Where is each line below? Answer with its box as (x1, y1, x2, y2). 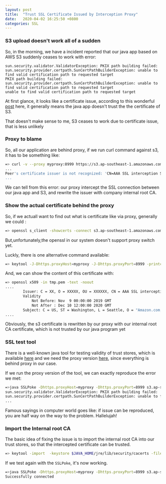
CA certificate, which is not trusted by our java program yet (5, 326, 126, 332)
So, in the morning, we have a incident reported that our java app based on (5, 48, 158, 54)
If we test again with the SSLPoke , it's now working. (5, 460, 108, 466)
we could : (5, 219, 26, 224)
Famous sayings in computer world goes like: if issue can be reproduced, (5, 407, 154, 413)
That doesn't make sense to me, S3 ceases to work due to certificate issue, (5, 118, 159, 124)
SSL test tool (5, 339, 36, 346)
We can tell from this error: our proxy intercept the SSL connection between (5, 184, 160, 190)
